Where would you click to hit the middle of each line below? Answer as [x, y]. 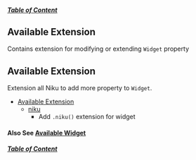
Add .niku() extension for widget [87, 117]
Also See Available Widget [47, 133]
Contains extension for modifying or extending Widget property [98, 49]
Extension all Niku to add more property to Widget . [80, 88]
